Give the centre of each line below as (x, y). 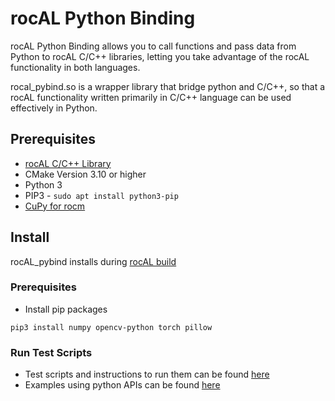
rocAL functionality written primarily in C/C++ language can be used (151, 97)
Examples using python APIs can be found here (122, 385)
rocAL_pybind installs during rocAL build (93, 261)
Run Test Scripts (51, 352)
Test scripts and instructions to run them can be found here (147, 374)
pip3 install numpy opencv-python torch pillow (111, 327)
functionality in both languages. (75, 67)
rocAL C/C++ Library (68, 163)
